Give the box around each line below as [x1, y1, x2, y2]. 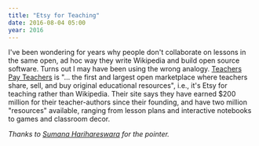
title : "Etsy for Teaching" [8, 11, 100, 20]
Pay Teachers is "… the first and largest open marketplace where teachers [8, 72, 248, 82]
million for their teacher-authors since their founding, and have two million [8, 97, 247, 107]
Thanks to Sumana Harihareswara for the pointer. [8, 130, 170, 139]
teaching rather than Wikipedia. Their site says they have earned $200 [8, 89, 236, 99]
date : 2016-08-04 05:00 [8, 19, 86, 27]
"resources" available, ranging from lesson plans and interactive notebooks [8, 106, 252, 115]
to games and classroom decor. [8, 115, 111, 124]
